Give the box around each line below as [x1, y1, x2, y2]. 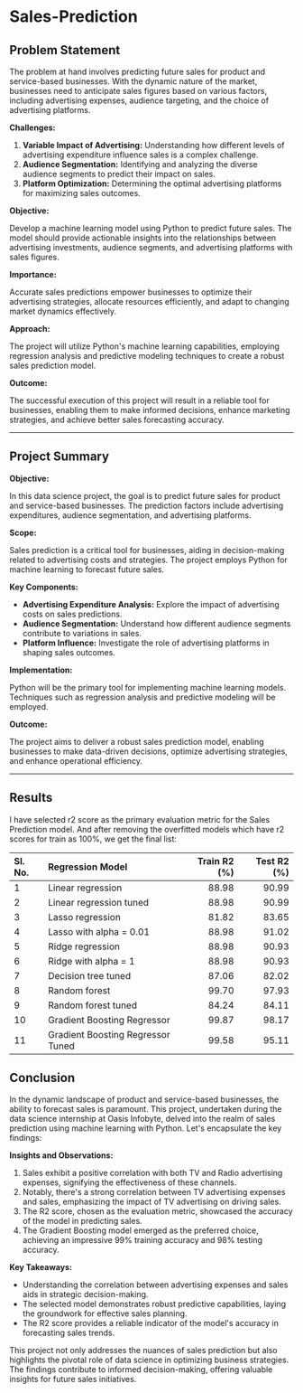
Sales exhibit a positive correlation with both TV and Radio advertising [22, 1168, 283, 1179]
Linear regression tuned [48, 896, 149, 908]
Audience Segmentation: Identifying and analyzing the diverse [22, 159, 259, 169]
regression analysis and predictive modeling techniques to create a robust [9, 351, 285, 361]
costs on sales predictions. [22, 608, 123, 619]
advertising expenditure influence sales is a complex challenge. [22, 149, 259, 160]
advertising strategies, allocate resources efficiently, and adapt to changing [9, 296, 290, 306]
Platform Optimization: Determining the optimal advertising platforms [22, 178, 282, 189]
